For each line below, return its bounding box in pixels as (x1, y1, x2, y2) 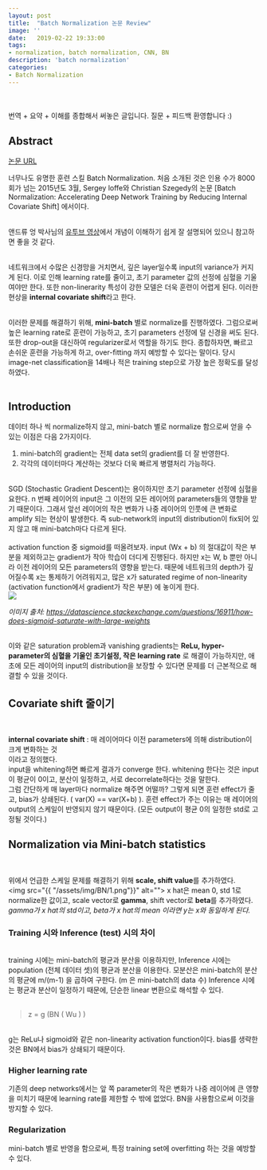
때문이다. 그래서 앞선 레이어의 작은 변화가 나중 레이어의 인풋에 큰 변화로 (16, 504, 238, 514)
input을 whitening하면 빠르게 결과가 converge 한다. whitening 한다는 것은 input (8, 764, 259, 774)
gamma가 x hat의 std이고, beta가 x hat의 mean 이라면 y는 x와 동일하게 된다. (8, 905, 251, 915)
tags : (8, 41, 26, 49)
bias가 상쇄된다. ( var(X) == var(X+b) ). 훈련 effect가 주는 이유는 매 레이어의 (18, 795, 258, 804)
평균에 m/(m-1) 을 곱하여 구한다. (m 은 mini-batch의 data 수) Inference (16, 976, 241, 985)
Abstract (8, 135, 53, 148)
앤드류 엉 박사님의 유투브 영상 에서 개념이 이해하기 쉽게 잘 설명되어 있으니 (8, 227, 234, 237)
